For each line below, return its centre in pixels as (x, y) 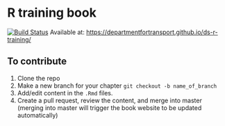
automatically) (37, 115)
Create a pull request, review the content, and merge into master (110, 100)
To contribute (37, 62)
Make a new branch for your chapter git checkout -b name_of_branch (117, 86)
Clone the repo (39, 78)
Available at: (67, 32)
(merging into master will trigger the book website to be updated (109, 108)
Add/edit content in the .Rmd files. (65, 93)
